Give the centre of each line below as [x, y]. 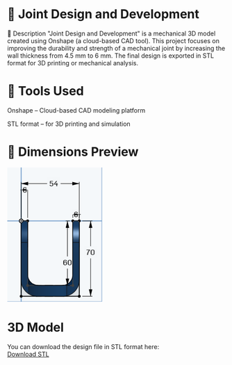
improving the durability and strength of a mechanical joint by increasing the [116, 48]
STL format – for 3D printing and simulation [69, 124]
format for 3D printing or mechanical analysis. [73, 63]
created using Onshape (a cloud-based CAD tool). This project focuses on [114, 40]
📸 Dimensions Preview [73, 152]
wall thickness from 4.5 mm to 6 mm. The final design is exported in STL [110, 56]
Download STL [28, 354]
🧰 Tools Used [46, 91]
